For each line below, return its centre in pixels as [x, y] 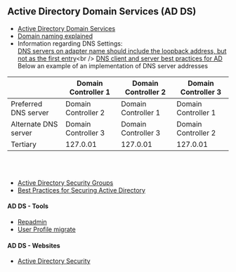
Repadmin [32, 222]
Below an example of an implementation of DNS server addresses [113, 65]
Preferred [27, 103]
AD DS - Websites [34, 245]
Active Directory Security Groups [65, 183]
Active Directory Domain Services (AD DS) [102, 12]
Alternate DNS [34, 124]
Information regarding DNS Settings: [70, 43]
